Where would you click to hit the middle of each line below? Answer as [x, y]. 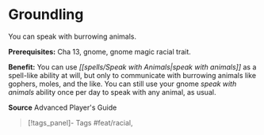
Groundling [46, 15]
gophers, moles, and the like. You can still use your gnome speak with [122, 84]
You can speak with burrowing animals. [73, 36]
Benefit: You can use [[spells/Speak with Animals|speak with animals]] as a [132, 67]
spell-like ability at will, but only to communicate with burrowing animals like [132, 75]
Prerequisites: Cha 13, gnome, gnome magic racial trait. [100, 51]
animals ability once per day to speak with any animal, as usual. [112, 92]
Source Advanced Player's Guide [63, 107]
